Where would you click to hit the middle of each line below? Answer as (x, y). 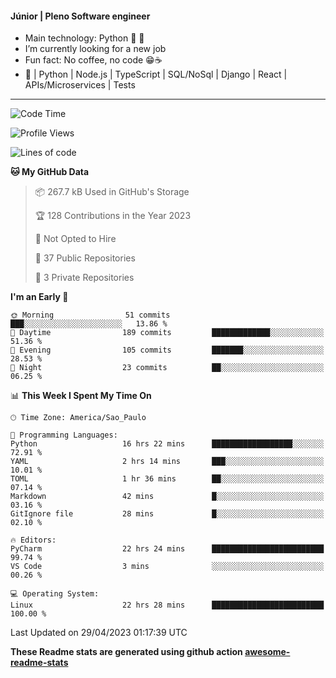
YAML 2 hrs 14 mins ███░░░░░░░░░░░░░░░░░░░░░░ (167, 462)
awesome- (267, 652)
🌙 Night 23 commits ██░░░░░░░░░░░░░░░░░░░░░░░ (167, 368)
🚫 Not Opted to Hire (75, 239)
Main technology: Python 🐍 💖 (84, 38)
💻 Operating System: (55, 594)
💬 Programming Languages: (64, 435)
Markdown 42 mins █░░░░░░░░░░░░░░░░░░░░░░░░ (167, 497)
